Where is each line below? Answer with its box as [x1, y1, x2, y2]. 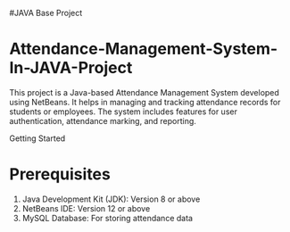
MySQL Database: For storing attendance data [21, 212, 194, 223]
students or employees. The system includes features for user [9, 106, 238, 117]
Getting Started [9, 133, 66, 144]
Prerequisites [9, 164, 112, 185]
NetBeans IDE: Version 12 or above [21, 203, 151, 213]
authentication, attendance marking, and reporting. [9, 115, 196, 126]
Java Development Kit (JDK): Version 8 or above [21, 194, 201, 204]
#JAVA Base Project [9, 8, 83, 18]
